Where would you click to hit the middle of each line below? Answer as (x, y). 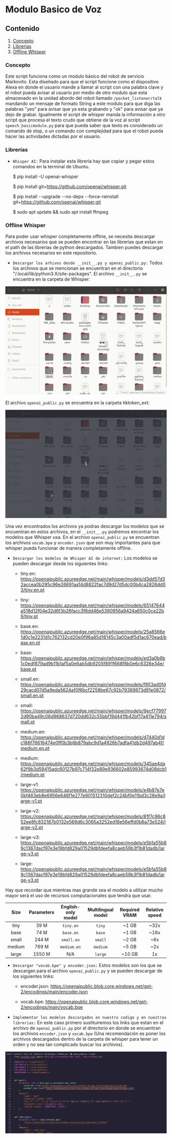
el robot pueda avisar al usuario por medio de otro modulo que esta (76, 93)
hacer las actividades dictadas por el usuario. (53, 136)
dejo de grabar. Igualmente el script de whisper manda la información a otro (85, 115)
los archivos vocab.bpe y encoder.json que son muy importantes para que (83, 542)
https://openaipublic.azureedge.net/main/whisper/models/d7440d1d (92, 737)
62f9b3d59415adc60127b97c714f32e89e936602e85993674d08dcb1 (93, 769)
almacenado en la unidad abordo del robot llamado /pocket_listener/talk (84, 98)
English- (70, 907)
